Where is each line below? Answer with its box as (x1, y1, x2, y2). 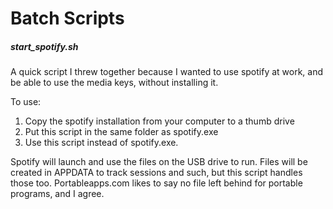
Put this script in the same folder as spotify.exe (24, 126, 219, 138)
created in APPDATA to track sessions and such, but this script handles (10, 167, 303, 179)
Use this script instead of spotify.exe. (24, 137, 179, 149)
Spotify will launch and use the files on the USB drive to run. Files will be (10, 156, 308, 168)
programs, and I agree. (10, 188, 105, 200)
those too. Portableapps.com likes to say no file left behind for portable (10, 177, 303, 189)
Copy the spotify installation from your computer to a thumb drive (24, 115, 295, 127)
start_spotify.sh (10, 40, 79, 52)
